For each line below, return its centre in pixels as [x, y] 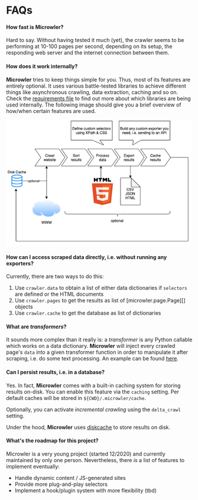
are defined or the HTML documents [59, 294]
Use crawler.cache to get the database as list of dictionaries [88, 313]
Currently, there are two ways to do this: [55, 276]
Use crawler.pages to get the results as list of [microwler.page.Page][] [100, 301]
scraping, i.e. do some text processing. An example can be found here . [92, 359]
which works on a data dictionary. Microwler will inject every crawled [91, 346]
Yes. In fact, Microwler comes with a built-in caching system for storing [93, 385]
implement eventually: [33, 466]
